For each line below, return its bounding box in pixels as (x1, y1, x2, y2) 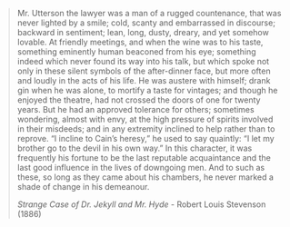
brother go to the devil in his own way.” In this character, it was (16, 143, 253, 153)
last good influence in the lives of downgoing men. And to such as (16, 163, 265, 173)
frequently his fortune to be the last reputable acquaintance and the (16, 153, 272, 163)
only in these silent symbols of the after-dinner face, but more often (16, 65, 271, 76)
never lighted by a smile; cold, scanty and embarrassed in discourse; (16, 17, 276, 28)
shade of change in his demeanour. (16, 182, 150, 192)
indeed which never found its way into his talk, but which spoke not (16, 56, 270, 66)
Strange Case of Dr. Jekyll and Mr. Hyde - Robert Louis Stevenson (16, 199, 266, 210)
